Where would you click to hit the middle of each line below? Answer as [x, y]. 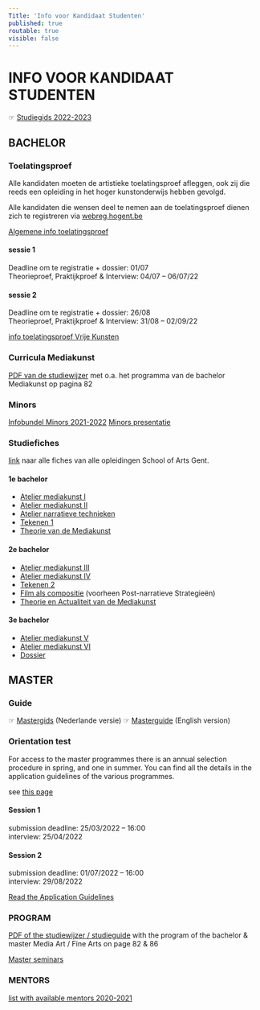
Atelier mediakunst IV [55, 575]
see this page [31, 792]
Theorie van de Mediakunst [65, 531]
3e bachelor [29, 620]
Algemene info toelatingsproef [59, 231]
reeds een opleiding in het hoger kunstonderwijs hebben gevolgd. [117, 192]
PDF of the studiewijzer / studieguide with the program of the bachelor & [128, 935]
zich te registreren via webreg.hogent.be [75, 216]
